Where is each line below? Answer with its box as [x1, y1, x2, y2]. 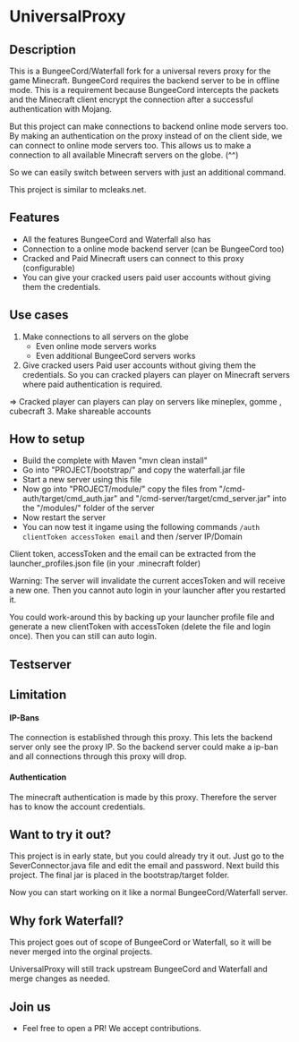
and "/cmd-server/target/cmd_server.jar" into [119, 493, 286, 504]
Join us [9, 999, 51, 1014]
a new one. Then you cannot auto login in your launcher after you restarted [9, 585, 286, 596]
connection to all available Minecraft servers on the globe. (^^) [9, 149, 239, 160]
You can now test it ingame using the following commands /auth [21, 522, 261, 533]
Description [9, 42, 76, 57]
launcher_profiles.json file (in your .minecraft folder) [9, 558, 201, 569]
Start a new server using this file [21, 474, 142, 485]
